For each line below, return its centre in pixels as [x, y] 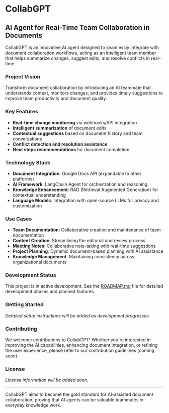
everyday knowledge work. [33, 405]
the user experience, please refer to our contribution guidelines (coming [80, 351]
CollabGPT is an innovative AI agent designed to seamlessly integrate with [82, 48]
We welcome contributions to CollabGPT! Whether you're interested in [78, 340]
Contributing [21, 329]
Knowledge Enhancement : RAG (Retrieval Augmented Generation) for [85, 190]
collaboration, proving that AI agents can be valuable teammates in [74, 400]
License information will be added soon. [47, 380]
